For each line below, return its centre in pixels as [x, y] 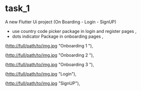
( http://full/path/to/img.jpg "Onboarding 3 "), [50, 64]
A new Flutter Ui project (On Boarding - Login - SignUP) [61, 22]
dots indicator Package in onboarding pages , [58, 36]
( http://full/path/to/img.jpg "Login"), [41, 74]
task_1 [18, 8]
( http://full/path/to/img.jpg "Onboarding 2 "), [50, 55]
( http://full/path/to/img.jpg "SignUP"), [43, 83]
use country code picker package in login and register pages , [74, 31]
